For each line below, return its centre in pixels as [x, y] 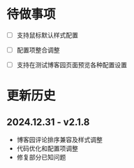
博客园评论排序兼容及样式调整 [59, 140]
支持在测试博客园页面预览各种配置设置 [72, 65]
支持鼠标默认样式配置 [47, 35]
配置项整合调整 [38, 50]
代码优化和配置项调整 [47, 148]
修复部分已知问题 [41, 157]
